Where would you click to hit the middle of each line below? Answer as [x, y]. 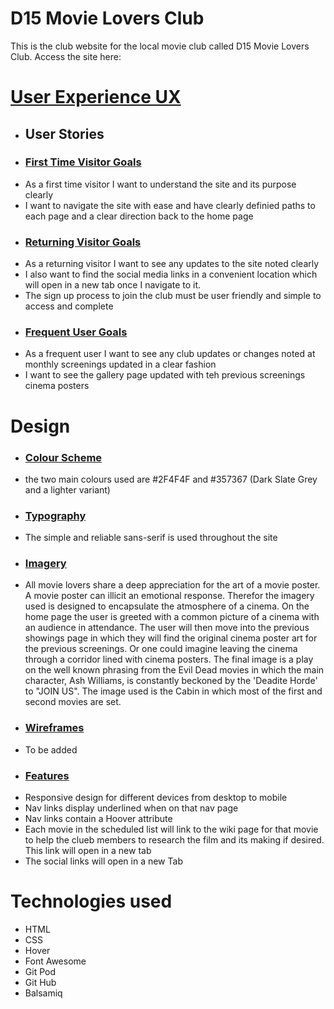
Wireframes [54, 728]
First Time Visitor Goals [83, 162]
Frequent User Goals [76, 332]
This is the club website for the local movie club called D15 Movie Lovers [160, 46]
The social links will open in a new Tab [103, 861]
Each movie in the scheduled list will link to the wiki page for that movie [171, 829]
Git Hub [40, 983]
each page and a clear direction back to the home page [139, 216]
